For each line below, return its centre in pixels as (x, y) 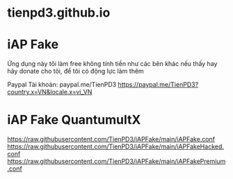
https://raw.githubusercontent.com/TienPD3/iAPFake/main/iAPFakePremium (116, 162)
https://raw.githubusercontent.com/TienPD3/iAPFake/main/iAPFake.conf (111, 139)
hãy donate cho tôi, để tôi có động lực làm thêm (75, 71)
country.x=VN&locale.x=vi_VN (50, 92)
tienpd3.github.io (59, 13)
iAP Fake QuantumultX (74, 120)
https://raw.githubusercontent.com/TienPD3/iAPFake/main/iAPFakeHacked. (116, 146)
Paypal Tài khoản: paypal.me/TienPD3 (62, 85)
